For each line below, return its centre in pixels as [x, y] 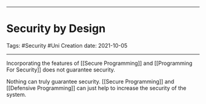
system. [16, 94]
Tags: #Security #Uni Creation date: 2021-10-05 [67, 45]
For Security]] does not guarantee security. [61, 69]
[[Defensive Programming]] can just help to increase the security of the [97, 88]
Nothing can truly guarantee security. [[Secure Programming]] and [90, 81]
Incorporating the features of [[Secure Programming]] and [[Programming [100, 63]
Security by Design [56, 29]
